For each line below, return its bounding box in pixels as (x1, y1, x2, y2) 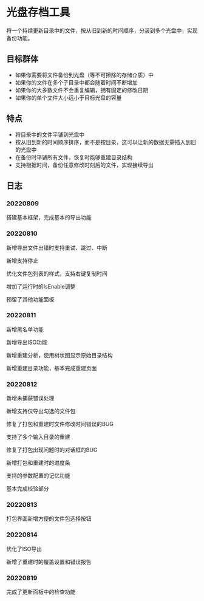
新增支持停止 (6, 256, 38, 264)
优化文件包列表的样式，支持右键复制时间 (6, 270, 107, 277)
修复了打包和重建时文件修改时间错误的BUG (6, 421, 114, 428)
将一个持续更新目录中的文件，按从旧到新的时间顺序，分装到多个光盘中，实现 (6, 27, 198, 34)
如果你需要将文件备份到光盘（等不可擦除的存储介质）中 (15, 71, 154, 78)
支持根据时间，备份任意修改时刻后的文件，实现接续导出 (15, 161, 154, 168)
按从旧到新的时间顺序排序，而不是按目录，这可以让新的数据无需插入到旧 (15, 138, 196, 146)
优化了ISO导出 (6, 545, 42, 552)
